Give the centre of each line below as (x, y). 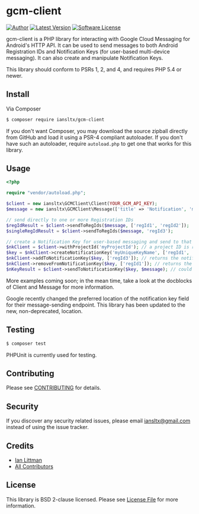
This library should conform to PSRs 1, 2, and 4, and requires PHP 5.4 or (94, 69)
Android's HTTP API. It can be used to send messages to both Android (92, 45)
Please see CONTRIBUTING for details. (54, 388)
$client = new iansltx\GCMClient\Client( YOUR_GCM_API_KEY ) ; (82, 204)
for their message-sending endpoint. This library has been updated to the (96, 305)
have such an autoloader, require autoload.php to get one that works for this (99, 143)
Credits (20, 446)
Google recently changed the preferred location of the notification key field (98, 298)
